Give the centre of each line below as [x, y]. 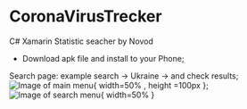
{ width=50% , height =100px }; [151, 85]
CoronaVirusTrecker [86, 17]
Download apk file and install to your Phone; [103, 58]
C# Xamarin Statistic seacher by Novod [82, 41]
